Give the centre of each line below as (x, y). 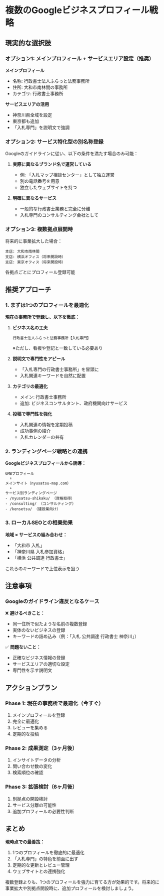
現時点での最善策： (25, 842)
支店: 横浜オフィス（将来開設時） (35, 257)
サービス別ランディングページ (31, 493)
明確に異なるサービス (34, 198)
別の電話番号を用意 (40, 181)
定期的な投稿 (25, 734)
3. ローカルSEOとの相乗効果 (39, 523)
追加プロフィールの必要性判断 (43, 811)
